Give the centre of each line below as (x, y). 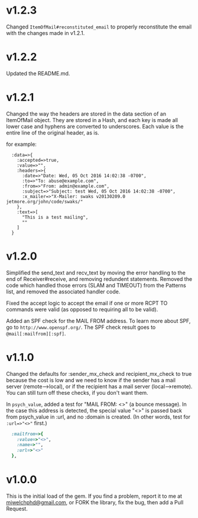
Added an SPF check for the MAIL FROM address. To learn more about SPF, (98, 321)
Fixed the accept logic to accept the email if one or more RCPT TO (87, 303)
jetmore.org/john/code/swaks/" (45, 202)
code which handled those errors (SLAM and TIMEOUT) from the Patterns (96, 285)
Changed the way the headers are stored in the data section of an (86, 114)
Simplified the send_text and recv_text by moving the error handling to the (96, 273)
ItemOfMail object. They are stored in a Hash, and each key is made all (92, 120)
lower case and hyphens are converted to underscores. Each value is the (95, 126)
